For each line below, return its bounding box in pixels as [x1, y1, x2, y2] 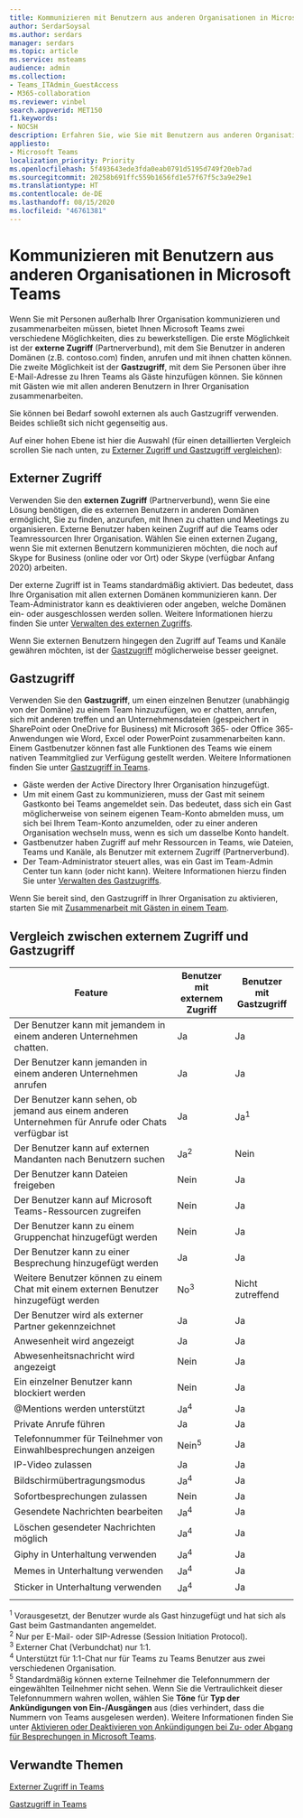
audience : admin [9, 64, 70, 73]
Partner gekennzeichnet [14, 1320, 116, 1333]
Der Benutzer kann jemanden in [14, 1056, 148, 1068]
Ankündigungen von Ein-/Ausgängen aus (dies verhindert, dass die [9, 1702, 264, 1713]
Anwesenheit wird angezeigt [14, 1335, 135, 1347]
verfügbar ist [14, 1127, 69, 1140]
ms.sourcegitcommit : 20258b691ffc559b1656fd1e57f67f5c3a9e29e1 [9, 172, 252, 182]
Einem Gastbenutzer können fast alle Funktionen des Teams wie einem [9, 742, 272, 754]
